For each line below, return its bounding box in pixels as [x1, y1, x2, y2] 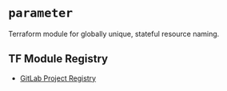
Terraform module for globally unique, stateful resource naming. [8, 29, 220, 38]
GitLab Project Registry [19, 73, 97, 83]
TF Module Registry [8, 52, 109, 65]
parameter [8, 6, 74, 21]
